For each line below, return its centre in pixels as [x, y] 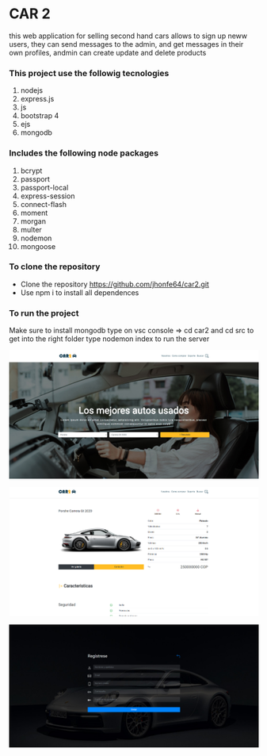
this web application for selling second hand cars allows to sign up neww [128, 36]
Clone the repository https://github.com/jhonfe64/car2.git [114, 284]
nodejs [31, 90]
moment [34, 213]
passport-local [44, 187]
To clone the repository [55, 267]
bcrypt [31, 171]
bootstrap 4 [40, 116]
